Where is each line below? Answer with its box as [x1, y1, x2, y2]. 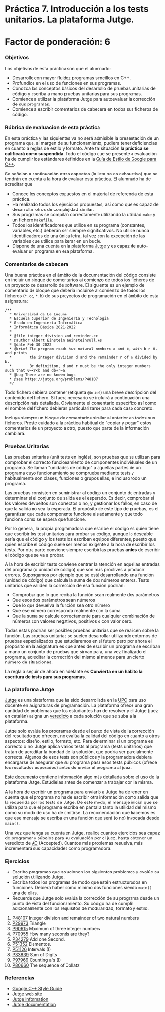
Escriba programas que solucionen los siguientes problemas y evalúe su [12, 869, 159, 875]
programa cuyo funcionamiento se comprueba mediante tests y [5, 470, 134, 476]
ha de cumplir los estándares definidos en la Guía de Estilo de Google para [5, 156, 157, 162]
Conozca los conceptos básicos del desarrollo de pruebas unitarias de [12, 85, 156, 91]
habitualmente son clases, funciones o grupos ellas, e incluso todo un [5, 475, 147, 481]
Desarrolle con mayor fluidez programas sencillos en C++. [12, 75, 131, 81]
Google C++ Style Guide [12, 986, 62, 992]
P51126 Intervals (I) [12, 946, 51, 952]
